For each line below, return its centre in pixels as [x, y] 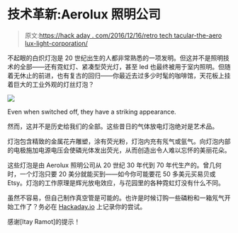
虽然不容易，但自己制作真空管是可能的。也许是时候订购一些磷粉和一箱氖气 [116, 198]
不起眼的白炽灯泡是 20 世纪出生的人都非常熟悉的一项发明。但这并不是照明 [115, 58]
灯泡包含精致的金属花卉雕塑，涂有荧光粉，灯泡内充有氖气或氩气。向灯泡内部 [119, 141]
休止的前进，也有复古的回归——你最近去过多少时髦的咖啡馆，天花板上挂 [125, 76]
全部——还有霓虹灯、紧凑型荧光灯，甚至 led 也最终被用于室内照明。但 [122, 66]
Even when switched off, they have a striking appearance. [92, 112]
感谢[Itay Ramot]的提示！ [44, 221]
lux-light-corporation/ [56, 43]
